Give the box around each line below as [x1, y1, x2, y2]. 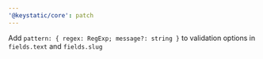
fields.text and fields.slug [8, 41, 103, 51]
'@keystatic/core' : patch [8, 11, 93, 20]
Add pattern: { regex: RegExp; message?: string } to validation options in [8, 33, 256, 42]
